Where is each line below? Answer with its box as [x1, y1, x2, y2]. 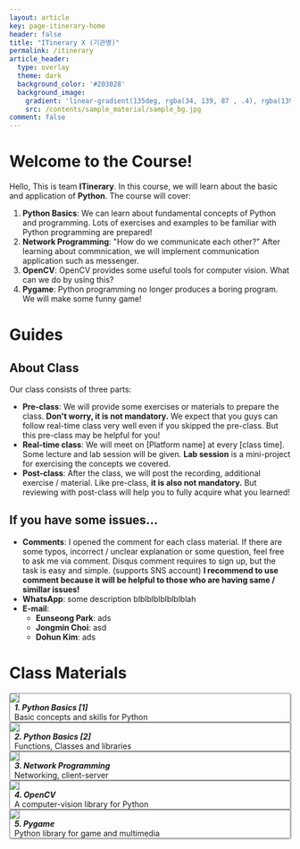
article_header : [9, 55, 70, 64]
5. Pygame [14, 818, 55, 828]
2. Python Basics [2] [14, 731, 92, 742]
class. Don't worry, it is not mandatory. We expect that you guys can [21, 411, 279, 421]
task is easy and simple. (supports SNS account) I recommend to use [21, 565, 279, 575]
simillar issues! [21, 583, 80, 595]
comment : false [9, 113, 66, 122]
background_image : [17, 88, 87, 97]
